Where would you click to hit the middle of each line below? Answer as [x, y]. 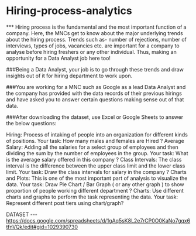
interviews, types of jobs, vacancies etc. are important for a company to [93, 46]
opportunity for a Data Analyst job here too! [59, 58]
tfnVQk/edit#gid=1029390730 [42, 227]
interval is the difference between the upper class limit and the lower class [96, 166]
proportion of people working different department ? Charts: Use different [95, 190]
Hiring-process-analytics [69, 11]
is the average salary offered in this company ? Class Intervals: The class [94, 159]
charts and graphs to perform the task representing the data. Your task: [92, 197]
